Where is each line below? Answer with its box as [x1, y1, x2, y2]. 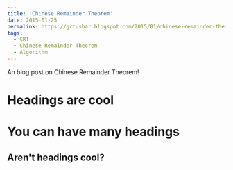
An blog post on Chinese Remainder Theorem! [7, 67, 140, 76]
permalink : [7, 23, 39, 30]
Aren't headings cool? [7, 151, 105, 163]
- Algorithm [13, 49, 49, 56]
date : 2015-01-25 [7, 17, 58, 24]
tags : [7, 29, 23, 37]
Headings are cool [7, 92, 114, 108]
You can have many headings [7, 124, 180, 139]
